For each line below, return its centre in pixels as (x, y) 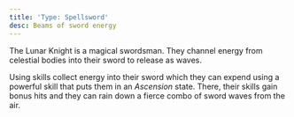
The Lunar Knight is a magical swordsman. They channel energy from (136, 50)
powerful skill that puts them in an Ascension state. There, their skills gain (143, 86)
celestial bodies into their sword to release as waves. (105, 60)
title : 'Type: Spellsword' (59, 17)
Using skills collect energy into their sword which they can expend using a (144, 77)
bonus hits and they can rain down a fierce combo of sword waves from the (147, 95)
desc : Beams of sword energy (63, 26)
